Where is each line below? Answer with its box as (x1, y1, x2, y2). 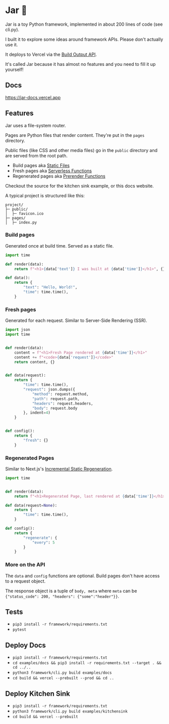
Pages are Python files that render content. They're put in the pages (5, 132, 145, 138)
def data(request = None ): (5, 503, 57, 508)
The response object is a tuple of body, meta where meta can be (5, 588, 137, 594)
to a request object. (5, 578, 46, 584)
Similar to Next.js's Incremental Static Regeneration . (5, 465, 113, 472)
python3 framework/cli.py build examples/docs (12, 670, 112, 676)
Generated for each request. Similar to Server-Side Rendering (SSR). (5, 317, 147, 324)
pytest (12, 627, 27, 632)
